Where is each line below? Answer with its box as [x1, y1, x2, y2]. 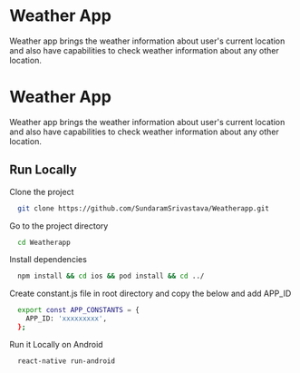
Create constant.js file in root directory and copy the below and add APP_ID [9, 288, 292, 299]
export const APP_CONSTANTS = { [17, 306, 140, 315]
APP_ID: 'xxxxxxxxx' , [25, 314, 107, 323]
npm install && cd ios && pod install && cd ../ [17, 271, 205, 281]
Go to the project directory [9, 220, 109, 231]
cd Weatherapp [17, 238, 71, 247]
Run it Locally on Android [9, 339, 103, 349]
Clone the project [9, 186, 74, 197]
